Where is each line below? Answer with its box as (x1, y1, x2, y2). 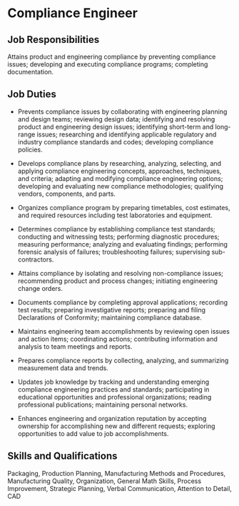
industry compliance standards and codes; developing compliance (17, 137, 214, 146)
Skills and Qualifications (7, 450, 118, 462)
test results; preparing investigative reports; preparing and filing (17, 305, 205, 314)
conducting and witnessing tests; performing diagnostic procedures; (17, 232, 220, 241)
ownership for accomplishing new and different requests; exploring (17, 422, 215, 430)
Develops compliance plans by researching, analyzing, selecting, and (17, 159, 222, 167)
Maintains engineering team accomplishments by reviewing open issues (17, 327, 230, 335)
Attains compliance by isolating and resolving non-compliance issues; (17, 269, 223, 277)
